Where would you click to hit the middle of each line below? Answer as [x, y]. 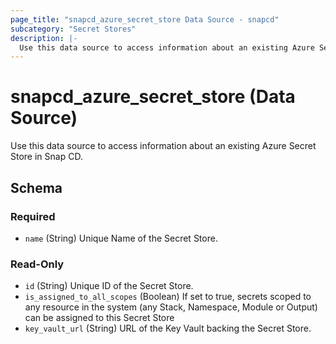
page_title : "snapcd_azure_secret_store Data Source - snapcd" [145, 19]
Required [33, 216]
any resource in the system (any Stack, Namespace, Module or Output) [171, 307]
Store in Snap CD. [46, 157]
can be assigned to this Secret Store [99, 318]
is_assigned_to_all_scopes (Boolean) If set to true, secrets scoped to [168, 297]
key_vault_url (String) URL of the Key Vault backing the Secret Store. [168, 328]
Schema [36, 187]
